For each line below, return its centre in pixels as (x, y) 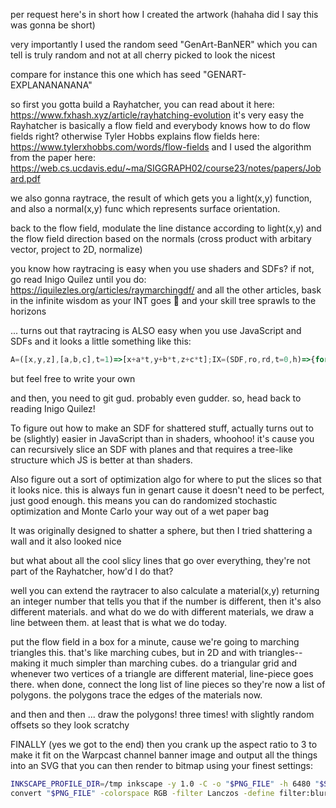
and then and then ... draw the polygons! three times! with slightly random (162, 714)
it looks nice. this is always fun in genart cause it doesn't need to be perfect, (167, 490)
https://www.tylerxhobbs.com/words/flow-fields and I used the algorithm (161, 147)
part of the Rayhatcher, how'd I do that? (92, 571)
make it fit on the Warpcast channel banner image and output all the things (164, 755)
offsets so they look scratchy (70, 725)
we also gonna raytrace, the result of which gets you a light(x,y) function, (161, 198)
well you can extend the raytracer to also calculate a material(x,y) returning (165, 590)
